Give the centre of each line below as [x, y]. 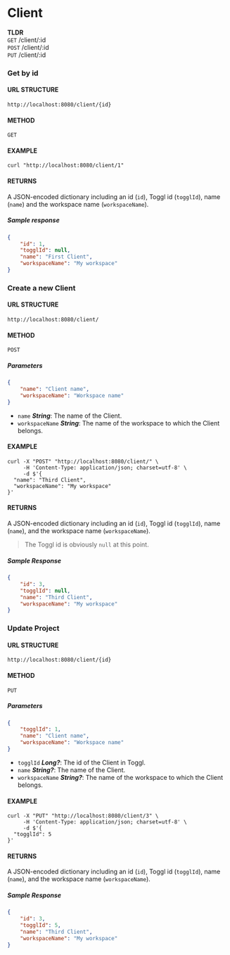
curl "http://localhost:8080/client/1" [66, 166]
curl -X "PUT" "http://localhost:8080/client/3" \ [83, 816]
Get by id [23, 73]
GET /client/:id [27, 39]
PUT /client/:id [27, 55]
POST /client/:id [28, 47]
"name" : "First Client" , [56, 257]
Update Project [33, 629]
